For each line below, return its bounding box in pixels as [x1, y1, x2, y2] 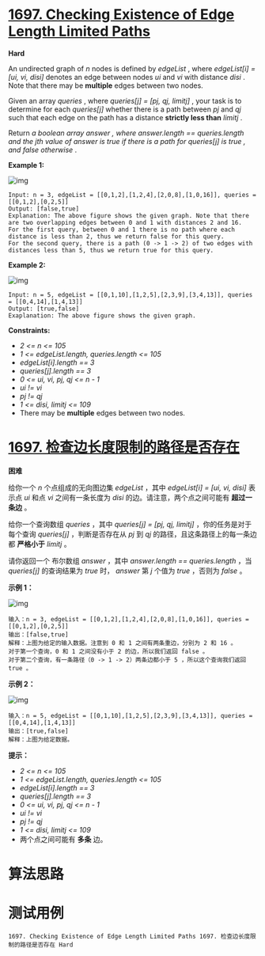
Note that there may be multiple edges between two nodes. [8, 81, 203, 90]
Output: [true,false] [8, 305, 80, 313]
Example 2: [8, 260, 46, 270]
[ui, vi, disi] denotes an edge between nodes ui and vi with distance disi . [8, 72, 245, 82]
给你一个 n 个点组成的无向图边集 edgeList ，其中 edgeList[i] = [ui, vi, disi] [8, 483, 247, 492]
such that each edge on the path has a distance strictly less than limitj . [8, 112, 243, 122]
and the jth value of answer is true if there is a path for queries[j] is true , [8, 136, 246, 146]
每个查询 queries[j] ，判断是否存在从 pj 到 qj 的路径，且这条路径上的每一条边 [8, 529, 257, 539]
